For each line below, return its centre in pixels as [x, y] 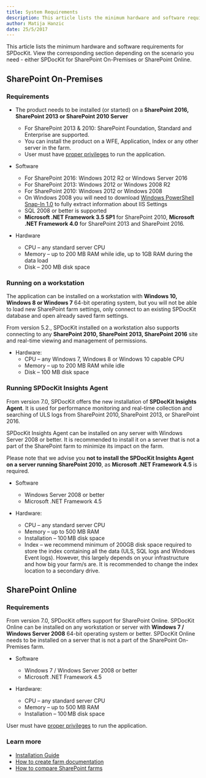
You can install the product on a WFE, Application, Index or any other [111, 141]
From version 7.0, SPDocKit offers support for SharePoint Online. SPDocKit [101, 621]
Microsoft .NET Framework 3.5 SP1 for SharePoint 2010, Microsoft [109, 217]
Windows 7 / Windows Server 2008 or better [81, 671]
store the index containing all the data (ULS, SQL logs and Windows [110, 551]
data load [36, 260]
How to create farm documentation [59, 761]
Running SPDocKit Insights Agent [57, 388]
